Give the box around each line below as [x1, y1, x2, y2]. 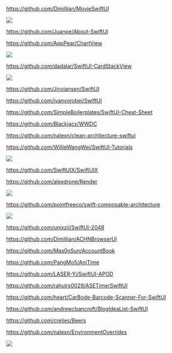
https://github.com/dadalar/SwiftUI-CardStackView [6, 62, 132, 70]
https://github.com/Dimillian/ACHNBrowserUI [6, 235, 118, 243]
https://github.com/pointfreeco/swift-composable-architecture [6, 201, 161, 208]
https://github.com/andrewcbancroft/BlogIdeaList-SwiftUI [6, 306, 148, 312]
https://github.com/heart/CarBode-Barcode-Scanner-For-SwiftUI [6, 294, 166, 301]
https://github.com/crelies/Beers [6, 317, 87, 324]
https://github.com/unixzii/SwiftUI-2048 [6, 224, 105, 231]
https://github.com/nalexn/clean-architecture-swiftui [6, 132, 136, 139]
